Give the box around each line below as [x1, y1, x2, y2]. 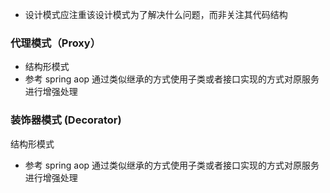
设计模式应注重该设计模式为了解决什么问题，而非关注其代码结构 [24, 9, 288, 20]
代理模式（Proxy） [10, 36, 102, 50]
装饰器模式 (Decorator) [10, 113, 122, 127]
